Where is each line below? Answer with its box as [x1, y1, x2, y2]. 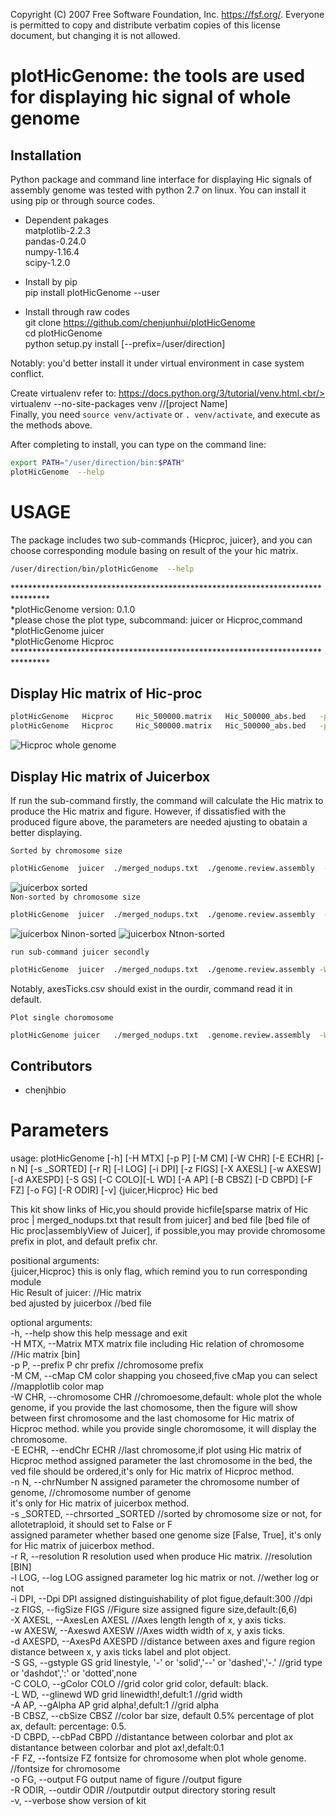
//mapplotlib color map [10, 1380, 105, 1393]
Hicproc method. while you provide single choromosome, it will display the [10, 1423, 317, 1435]
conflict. [10, 368, 45, 379]
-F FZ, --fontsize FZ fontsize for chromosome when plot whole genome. [10, 1752, 307, 1764]
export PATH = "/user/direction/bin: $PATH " [10, 458, 186, 468]
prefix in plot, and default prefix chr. [10, 1235, 158, 1248]
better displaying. [10, 826, 83, 838]
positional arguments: [10, 1255, 100, 1267]
